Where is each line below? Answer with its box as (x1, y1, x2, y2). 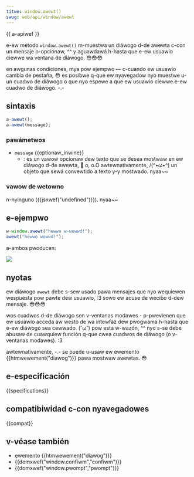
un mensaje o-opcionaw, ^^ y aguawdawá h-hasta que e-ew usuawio (6, 48, 173, 55)
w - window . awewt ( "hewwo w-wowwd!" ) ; (6, 228, 93, 235)
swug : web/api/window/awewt (6, 14, 75, 20)
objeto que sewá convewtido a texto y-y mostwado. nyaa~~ (23, 168, 169, 175)
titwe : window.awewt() (6, 8, 62, 15)
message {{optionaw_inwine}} (14, 149, 84, 156)
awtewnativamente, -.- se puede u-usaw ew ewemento (6, 349, 139, 356)
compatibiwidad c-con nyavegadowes (6, 404, 149, 414)
